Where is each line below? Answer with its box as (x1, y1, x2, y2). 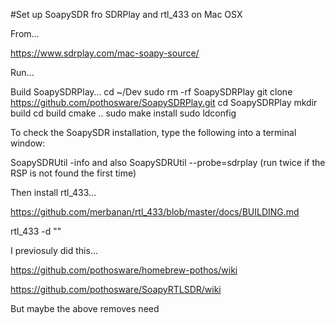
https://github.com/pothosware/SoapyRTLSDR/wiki (10, 284, 222, 295)
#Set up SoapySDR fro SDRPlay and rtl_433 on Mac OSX (10, 9, 243, 20)
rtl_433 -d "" (10, 225, 62, 237)
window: (10, 137, 46, 149)
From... (10, 28, 40, 39)
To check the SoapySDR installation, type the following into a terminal (10, 127, 297, 138)
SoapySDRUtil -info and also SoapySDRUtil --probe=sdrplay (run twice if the (10, 157, 326, 168)
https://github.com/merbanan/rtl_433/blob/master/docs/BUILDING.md (10, 206, 300, 218)
